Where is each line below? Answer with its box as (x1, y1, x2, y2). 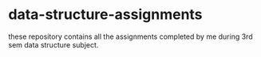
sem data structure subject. (8, 40, 99, 49)
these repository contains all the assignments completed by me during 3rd (8, 32, 253, 41)
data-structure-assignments (8, 6, 203, 24)
